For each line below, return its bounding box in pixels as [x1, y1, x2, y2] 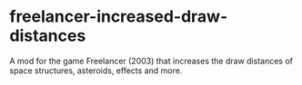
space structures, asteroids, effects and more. [9, 65, 183, 76]
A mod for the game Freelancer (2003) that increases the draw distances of [9, 55, 294, 66]
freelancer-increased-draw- [9, 6, 228, 27]
